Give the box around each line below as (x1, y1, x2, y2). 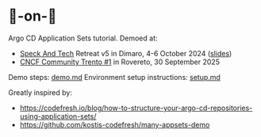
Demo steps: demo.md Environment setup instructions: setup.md (8, 72, 221, 82)
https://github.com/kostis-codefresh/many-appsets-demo (19, 120, 210, 129)
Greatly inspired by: (8, 87, 73, 97)
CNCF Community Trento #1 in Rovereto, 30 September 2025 (19, 57, 221, 67)
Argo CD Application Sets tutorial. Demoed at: (8, 33, 158, 43)
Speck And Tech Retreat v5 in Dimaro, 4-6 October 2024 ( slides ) (19, 48, 232, 58)
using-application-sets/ (19, 111, 97, 121)
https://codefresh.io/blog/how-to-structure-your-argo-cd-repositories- (19, 103, 253, 112)
